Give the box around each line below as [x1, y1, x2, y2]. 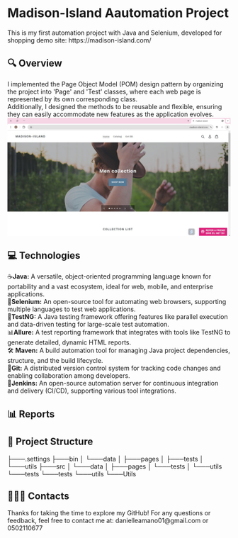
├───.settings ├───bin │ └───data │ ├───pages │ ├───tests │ [7, 454, 204, 463]
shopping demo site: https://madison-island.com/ [7, 35, 152, 44]
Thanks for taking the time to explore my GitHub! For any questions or [7, 509, 211, 517]
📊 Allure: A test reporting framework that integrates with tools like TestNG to [7, 328, 231, 337]
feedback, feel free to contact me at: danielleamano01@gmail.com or [7, 516, 209, 525]
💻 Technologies [7, 250, 81, 262]
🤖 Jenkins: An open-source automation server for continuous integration [7, 379, 219, 388]
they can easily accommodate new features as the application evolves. [7, 110, 215, 118]
